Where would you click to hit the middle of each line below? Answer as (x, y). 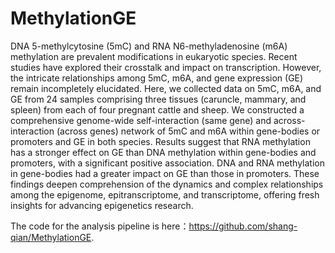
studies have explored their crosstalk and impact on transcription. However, (166, 67)
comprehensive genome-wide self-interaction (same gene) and (141, 120)
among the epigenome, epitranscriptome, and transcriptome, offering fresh (165, 194)
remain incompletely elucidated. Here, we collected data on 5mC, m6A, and (166, 88)
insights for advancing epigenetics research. (102, 205)
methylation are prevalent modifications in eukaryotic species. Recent (154, 56)
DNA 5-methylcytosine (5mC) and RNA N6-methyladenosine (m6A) (149, 46)
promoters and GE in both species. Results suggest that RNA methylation (160, 141)
